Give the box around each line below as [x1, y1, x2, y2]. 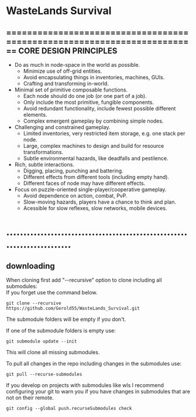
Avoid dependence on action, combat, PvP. [23, 192, 128, 199]
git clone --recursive [6, 300, 61, 306]
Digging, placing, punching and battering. [23, 167, 124, 174]
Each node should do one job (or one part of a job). [23, 93, 147, 99]
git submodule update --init [6, 338, 77, 344]
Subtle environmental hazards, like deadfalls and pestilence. [23, 155, 169, 162]
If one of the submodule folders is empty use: [6, 327, 116, 334]
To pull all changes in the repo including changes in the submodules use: [6, 360, 182, 367]
